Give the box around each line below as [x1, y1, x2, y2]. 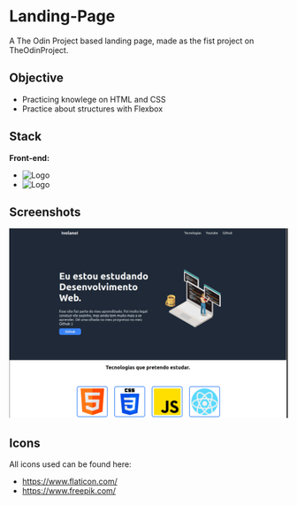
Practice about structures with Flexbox [21, 103, 164, 114]
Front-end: [9, 152, 50, 163]
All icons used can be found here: [9, 459, 132, 470]
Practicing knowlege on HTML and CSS [21, 94, 166, 104]
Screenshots [9, 204, 81, 219]
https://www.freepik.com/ [21, 486, 117, 496]
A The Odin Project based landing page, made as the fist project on [9, 35, 255, 46]
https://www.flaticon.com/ [21, 476, 118, 487]
